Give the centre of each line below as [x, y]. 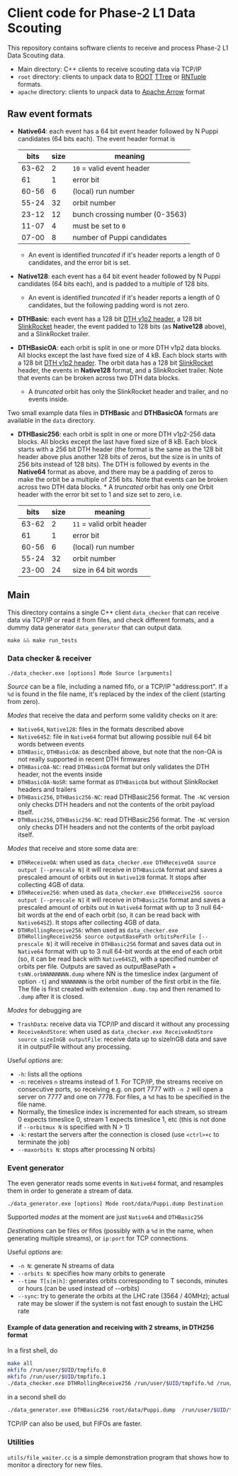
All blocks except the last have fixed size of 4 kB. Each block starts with [122, 355]
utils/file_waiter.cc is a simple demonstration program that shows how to [118, 1457]
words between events [51, 744]
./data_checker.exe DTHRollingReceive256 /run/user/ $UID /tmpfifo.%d [110, 1383]
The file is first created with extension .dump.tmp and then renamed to [119, 988]
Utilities [21, 1442]
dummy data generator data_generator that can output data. [95, 627]
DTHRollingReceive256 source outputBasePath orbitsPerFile [107, 937]
